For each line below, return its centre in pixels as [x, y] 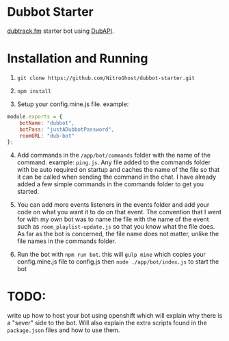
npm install [34, 91]
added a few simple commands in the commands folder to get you [110, 184]
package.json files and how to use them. [64, 330]
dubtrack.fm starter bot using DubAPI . [60, 31]
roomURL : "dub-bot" [47, 136]
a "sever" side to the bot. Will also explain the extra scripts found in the [107, 323]
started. [28, 192]
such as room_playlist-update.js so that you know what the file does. [116, 227]
